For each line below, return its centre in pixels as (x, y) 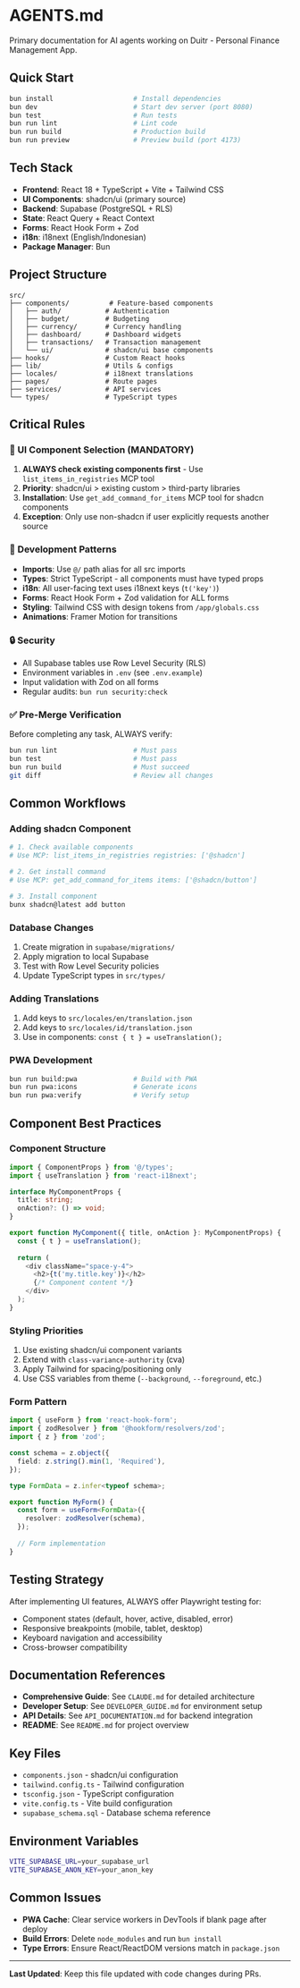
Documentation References (87, 1675)
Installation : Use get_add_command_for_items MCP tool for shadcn (143, 498)
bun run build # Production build (107, 132)
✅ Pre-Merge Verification (66, 715)
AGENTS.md (57, 16)
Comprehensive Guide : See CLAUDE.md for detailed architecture (138, 1696)
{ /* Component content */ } (83, 1283)
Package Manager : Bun (66, 246)
